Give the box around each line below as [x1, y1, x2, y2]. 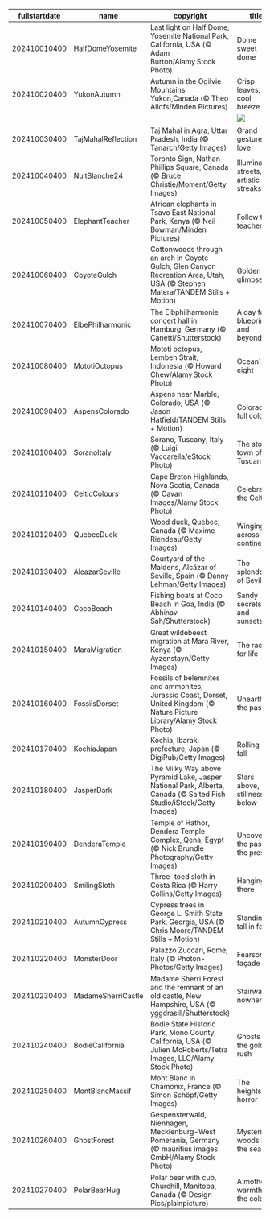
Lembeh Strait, [149, 352, 199, 362]
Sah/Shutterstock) [149, 617, 211, 626]
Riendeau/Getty [149, 534, 202, 543]
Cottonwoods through [149, 245, 223, 254]
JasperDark [73, 785, 112, 795]
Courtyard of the [149, 554, 206, 564]
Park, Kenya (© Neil [149, 217, 216, 225]
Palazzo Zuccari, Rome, [149, 945, 228, 955]
